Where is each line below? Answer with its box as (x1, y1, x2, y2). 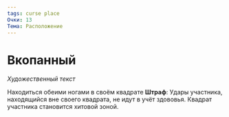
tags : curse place (7, 10, 60, 17)
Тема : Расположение (7, 23, 63, 29)
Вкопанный (7, 52, 76, 68)
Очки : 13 (7, 16, 32, 23)
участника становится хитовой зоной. (7, 103, 119, 111)
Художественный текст (7, 75, 76, 83)
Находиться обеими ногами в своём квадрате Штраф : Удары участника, (7, 88, 223, 96)
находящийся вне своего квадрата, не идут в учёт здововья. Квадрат (7, 95, 212, 103)
